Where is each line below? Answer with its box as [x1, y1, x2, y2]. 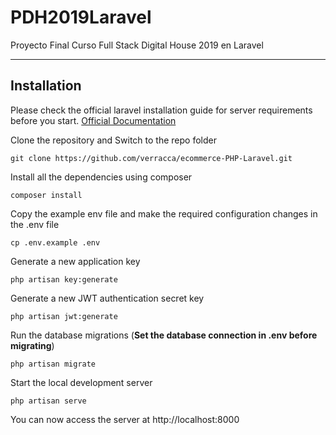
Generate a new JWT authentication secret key [10, 292, 205, 304]
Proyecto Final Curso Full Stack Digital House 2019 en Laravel [10, 39, 264, 51]
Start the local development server [10, 376, 153, 388]
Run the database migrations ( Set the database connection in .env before [10, 329, 318, 341]
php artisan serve [10, 396, 87, 406]
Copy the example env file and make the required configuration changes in [10, 207, 318, 220]
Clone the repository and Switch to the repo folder [10, 134, 217, 146]
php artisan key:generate [10, 274, 118, 285]
